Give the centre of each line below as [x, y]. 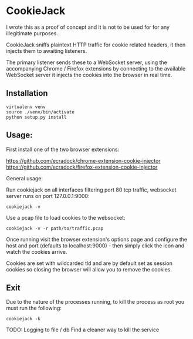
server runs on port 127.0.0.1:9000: [48, 196]
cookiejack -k [23, 319]
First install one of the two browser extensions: [63, 149]
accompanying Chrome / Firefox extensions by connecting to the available [96, 68]
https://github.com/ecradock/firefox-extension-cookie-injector [82, 167]
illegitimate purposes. [32, 33]
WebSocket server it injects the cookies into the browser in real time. [89, 75]
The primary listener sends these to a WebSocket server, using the [87, 62]
